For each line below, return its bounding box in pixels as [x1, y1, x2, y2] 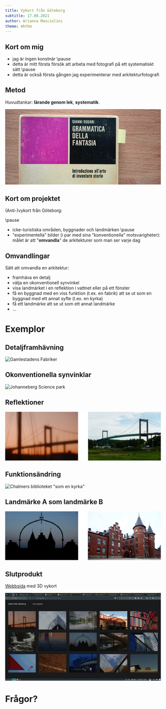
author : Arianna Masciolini [5, 18, 63, 23]
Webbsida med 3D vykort [5, 583, 57, 589]
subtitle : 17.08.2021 [5, 13, 50, 18]
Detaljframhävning [5, 343, 64, 352]
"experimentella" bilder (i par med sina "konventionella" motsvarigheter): [12, 232, 161, 238]
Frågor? [5, 694, 38, 705]
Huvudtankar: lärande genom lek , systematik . [5, 99, 100, 105]
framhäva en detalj [12, 274, 51, 280]
